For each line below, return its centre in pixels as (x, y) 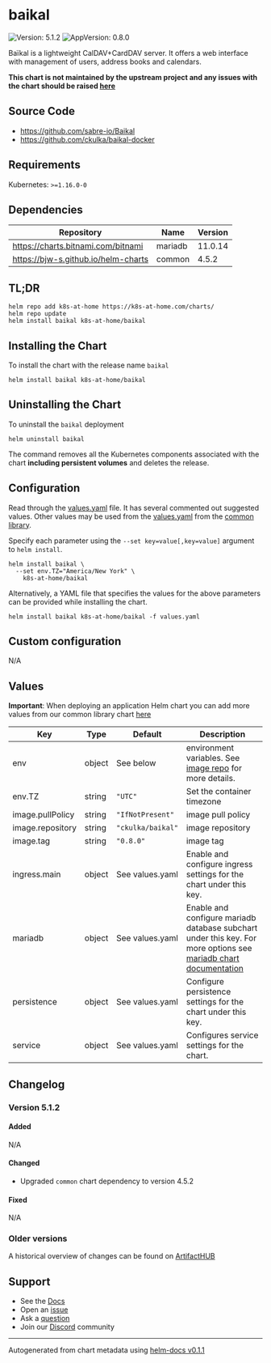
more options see (219, 949)
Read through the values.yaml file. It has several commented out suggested (134, 507)
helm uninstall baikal (46, 439)
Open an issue (44, 1310)
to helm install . (35, 549)
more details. (211, 779)
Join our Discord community (67, 1327)
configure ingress (219, 864)
